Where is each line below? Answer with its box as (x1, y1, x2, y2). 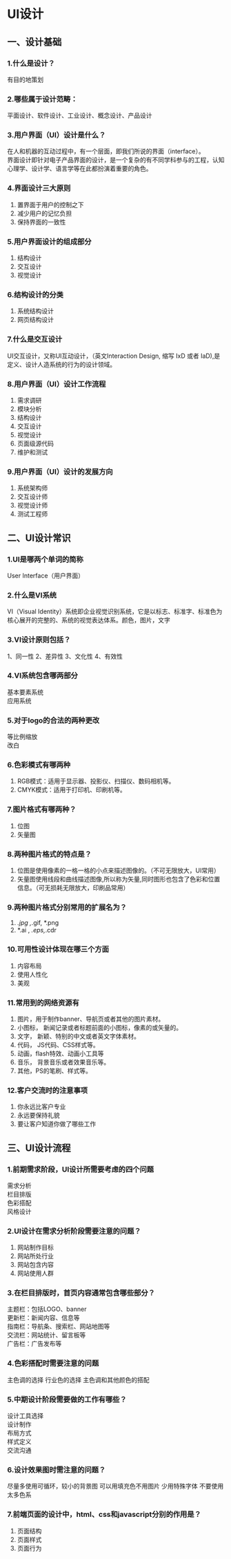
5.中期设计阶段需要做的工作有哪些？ (7, 1395, 128, 1404)
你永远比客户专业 (17, 1102, 66, 1111)
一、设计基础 (7, 36, 62, 48)
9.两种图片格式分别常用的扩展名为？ (7, 902, 128, 912)
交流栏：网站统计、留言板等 (7, 1331, 86, 1339)
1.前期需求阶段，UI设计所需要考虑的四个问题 (7, 1165, 154, 1174)
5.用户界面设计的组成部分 (7, 236, 92, 246)
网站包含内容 (17, 1261, 54, 1269)
